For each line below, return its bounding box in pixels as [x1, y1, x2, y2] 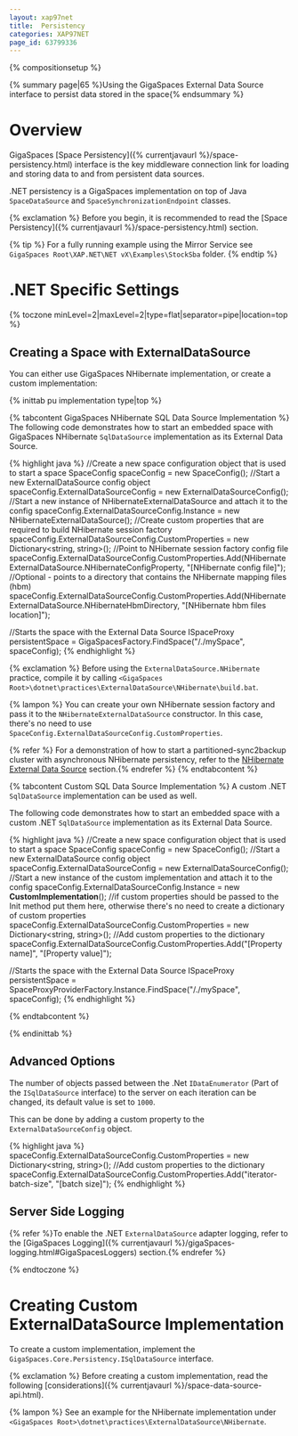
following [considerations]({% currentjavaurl [9, 1380, 172, 1391]
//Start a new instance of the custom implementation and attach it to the [9, 872, 273, 883]
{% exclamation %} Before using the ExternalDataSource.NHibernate [9, 663, 261, 673]
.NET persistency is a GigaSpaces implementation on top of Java [9, 186, 247, 197]
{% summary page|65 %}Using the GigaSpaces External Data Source [9, 79, 264, 90]
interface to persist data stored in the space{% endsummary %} [9, 89, 245, 100]
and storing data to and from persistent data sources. [9, 168, 205, 179]
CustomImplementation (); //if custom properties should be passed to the [9, 891, 279, 902]
